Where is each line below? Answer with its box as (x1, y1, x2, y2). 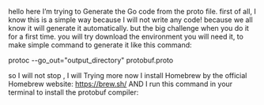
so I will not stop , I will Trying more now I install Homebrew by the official (8, 71, 247, 80)
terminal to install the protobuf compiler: (8, 88, 139, 97)
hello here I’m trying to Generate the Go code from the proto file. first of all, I (8, 7, 257, 16)
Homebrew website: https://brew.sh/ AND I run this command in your (8, 79, 233, 88)
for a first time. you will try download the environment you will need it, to (8, 32, 243, 41)
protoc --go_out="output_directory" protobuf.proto (8, 55, 174, 65)
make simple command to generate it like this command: (8, 40, 192, 50)
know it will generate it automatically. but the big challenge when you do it (8, 24, 249, 32)
